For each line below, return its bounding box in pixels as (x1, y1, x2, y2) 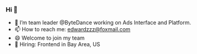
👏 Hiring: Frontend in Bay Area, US (14, 41, 100, 48)
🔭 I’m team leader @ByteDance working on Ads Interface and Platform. (14, 19, 192, 26)
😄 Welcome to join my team (14, 34, 85, 41)
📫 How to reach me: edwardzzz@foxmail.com (14, 26, 131, 33)
